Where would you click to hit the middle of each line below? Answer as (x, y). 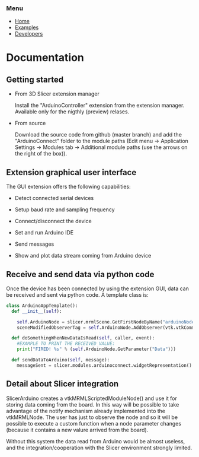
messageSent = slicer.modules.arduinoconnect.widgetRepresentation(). (106, 365)
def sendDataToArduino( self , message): (61, 360)
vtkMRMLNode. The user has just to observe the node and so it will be (92, 417)
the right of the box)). (41, 154)
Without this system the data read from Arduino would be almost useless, (96, 441)
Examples (27, 27)
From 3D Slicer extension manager (57, 94)
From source (30, 123)
